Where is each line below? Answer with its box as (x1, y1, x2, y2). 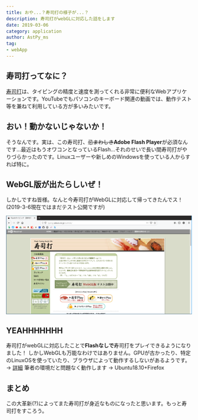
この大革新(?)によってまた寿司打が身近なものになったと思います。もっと (6, 400, 182, 407)
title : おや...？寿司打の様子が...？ (6, 9, 89, 15)
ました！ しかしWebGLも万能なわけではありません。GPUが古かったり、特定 (6, 349, 191, 357)
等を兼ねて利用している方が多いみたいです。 (6, 102, 114, 109)
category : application (6, 28, 62, 34)
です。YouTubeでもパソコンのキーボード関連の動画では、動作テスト (26, 95, 192, 102)
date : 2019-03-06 (6, 22, 49, 28)
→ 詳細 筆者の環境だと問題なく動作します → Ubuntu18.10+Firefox (6, 364, 164, 372)
